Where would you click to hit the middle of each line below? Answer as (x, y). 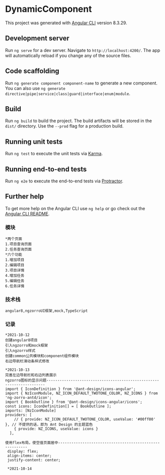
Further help (25, 196)
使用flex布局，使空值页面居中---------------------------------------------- (82, 443)
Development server (37, 38)
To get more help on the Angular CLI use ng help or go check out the (75, 208)
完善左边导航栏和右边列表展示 (31, 375)
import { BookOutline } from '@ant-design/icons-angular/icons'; (74, 402)
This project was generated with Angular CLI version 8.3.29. (66, 23)
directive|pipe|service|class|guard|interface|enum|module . (68, 93)
